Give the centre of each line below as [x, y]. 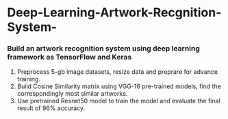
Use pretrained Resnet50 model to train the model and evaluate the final [118, 101]
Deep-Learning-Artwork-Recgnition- [114, 13]
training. [29, 79]
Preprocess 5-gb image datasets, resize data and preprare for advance [117, 72]
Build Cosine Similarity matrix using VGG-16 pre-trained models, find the [119, 86]
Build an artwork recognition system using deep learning [104, 49]
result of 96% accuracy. [51, 108]
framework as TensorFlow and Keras [69, 57]
